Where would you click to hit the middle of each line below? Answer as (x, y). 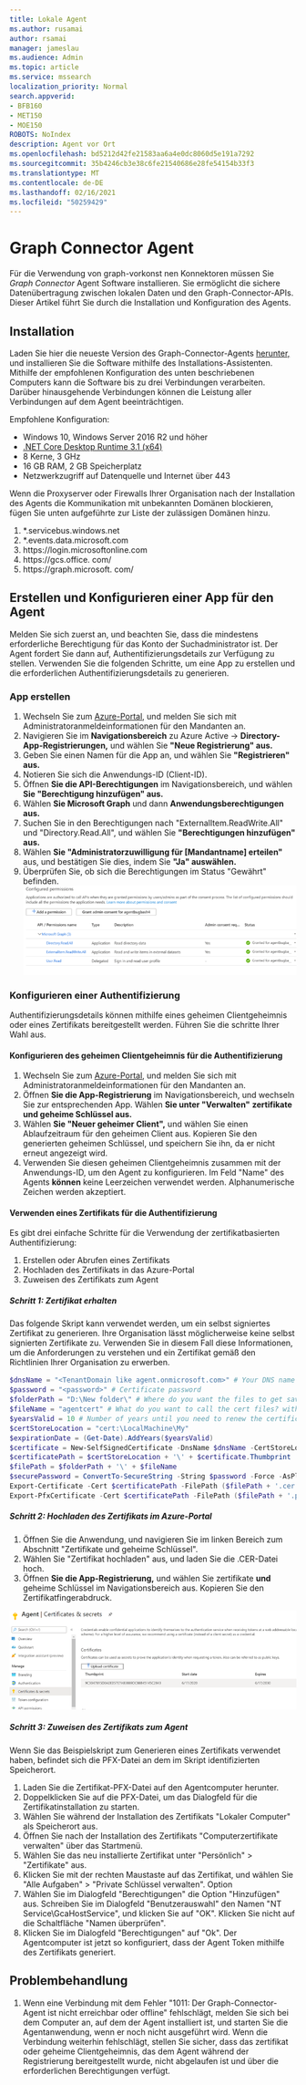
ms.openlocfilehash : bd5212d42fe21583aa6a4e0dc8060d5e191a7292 (132, 154)
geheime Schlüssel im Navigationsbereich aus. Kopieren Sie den (143, 1588)
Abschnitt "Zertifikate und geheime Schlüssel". (110, 1549)
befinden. (41, 881)
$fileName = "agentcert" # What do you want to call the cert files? (144, 1409)
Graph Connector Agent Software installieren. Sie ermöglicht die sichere (145, 284)
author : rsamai (38, 38)
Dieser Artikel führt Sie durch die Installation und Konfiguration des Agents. (150, 303)
